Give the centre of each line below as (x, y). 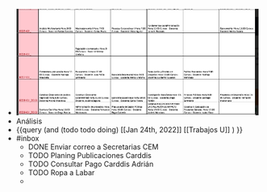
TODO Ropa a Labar (61, 173)
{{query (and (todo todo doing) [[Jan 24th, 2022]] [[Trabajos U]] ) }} (129, 130)
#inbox (27, 139)
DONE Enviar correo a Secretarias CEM (93, 147)
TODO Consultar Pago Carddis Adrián (91, 164)
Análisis (29, 121)
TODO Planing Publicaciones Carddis (90, 156)
